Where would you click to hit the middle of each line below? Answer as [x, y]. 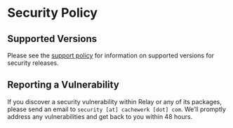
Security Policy [53, 13]
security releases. [33, 63]
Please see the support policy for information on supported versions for [111, 55]
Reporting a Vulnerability [63, 85]
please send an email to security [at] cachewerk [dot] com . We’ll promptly [117, 109]
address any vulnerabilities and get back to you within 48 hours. [100, 116]
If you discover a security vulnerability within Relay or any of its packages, [115, 101]
